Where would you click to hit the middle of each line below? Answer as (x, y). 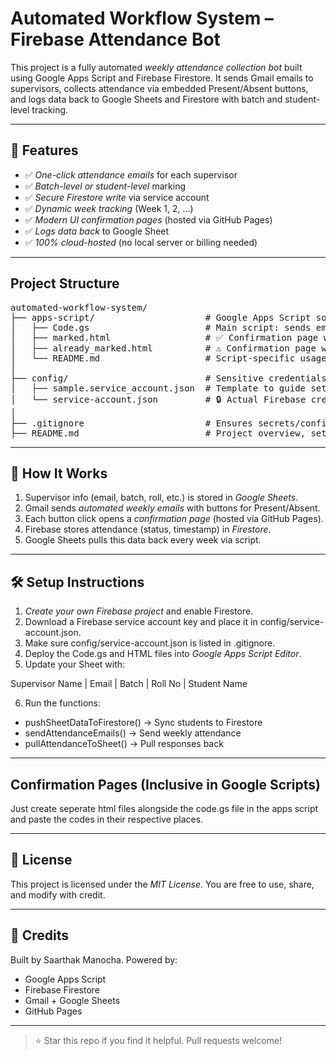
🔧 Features (44, 150)
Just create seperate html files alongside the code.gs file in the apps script (164, 808)
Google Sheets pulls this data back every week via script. (143, 540)
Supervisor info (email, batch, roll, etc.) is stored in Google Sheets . (161, 498)
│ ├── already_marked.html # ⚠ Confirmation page (163, 348)
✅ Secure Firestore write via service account (117, 197)
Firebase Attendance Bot (115, 39)
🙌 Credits (40, 935)
